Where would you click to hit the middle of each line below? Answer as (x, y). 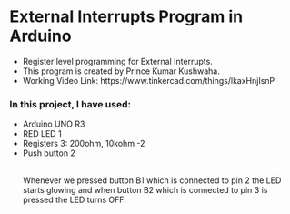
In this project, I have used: (70, 104)
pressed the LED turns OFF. (75, 200)
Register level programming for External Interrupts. (118, 61)
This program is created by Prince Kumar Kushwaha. (121, 71)
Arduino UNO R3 (54, 124)
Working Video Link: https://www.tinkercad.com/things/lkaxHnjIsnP (149, 80)
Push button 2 (49, 153)
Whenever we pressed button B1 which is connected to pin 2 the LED (152, 180)
